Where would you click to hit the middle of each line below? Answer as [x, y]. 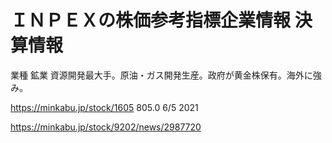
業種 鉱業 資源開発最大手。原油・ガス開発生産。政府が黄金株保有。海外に [161, 75]
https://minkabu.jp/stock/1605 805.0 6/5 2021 [104, 107]
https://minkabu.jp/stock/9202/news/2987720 [106, 127]
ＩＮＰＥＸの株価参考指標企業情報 [151, 20]
